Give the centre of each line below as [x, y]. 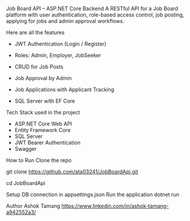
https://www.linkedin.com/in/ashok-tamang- [115, 206]
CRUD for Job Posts [39, 67]
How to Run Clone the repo [39, 160]
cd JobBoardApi [26, 183]
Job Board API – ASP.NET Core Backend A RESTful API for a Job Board [92, 9]
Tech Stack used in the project [43, 112]
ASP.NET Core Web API [43, 124]
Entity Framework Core [42, 130]
